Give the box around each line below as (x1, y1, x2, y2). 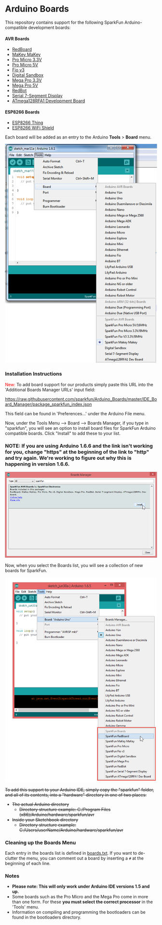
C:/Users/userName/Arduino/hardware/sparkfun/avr (19, 827, 124, 833)
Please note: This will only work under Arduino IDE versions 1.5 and (12, 883, 150, 890)
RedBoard (12, 47, 32, 52)
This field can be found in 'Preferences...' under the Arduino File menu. (5, 410, 146, 416)
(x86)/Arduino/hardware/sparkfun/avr (19, 812, 95, 817)
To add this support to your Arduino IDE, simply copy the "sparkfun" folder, (5, 786, 154, 793)
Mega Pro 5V (12, 82, 39, 88)
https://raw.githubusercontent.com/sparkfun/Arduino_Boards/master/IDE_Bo (5, 396, 157, 402)
